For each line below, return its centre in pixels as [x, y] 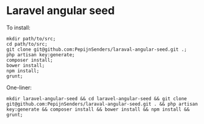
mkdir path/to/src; [31, 38]
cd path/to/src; [27, 44]
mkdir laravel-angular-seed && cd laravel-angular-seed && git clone [97, 98]
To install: [18, 27]
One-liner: [19, 87]
